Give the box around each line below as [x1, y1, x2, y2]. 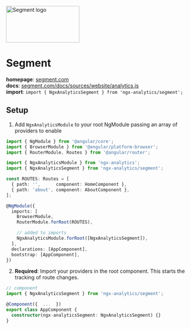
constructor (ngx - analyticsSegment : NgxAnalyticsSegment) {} [11, 312, 161, 318]
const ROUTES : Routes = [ [6, 176, 69, 182]
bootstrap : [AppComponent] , [11, 252, 80, 257]
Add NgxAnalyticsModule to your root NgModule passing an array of [14, 121, 178, 128]
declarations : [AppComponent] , [11, 246, 88, 252]
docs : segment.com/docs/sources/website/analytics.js [6, 82, 139, 89]
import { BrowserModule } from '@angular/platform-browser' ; [6, 144, 159, 150]
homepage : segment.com [6, 76, 69, 83]
